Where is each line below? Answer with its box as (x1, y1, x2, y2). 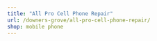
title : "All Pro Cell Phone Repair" (7, 10, 113, 17)
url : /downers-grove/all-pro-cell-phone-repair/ (7, 17, 151, 24)
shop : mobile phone (7, 23, 64, 30)
